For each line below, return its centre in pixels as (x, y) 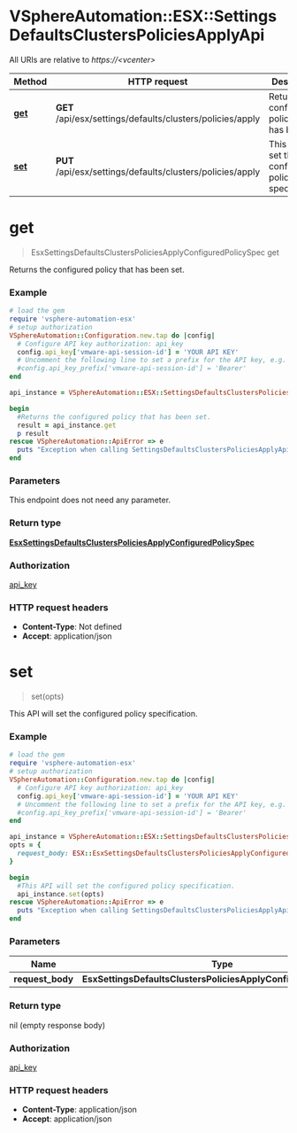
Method (30, 81)
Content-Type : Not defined (72, 627)
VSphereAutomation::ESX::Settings (143, 16)
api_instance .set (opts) (61, 894)
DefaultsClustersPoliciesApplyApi (137, 35)
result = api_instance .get (67, 425)
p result (33, 433)
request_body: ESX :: (55, 854)
